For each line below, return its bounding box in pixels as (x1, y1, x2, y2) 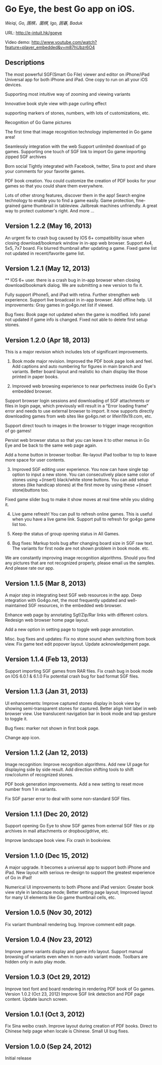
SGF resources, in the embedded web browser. (28, 603, 122, 608)
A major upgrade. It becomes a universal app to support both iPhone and (5, 864, 150, 871)
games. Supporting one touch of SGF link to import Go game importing (5, 148, 146, 154)
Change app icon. (5, 734, 41, 740)
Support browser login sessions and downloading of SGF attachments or (5, 398, 150, 404)
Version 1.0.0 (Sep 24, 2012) (5, 1042, 92, 1050)
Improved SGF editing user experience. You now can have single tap (12, 467, 148, 472)
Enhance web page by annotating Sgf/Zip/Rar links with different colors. (5, 612, 148, 618)
